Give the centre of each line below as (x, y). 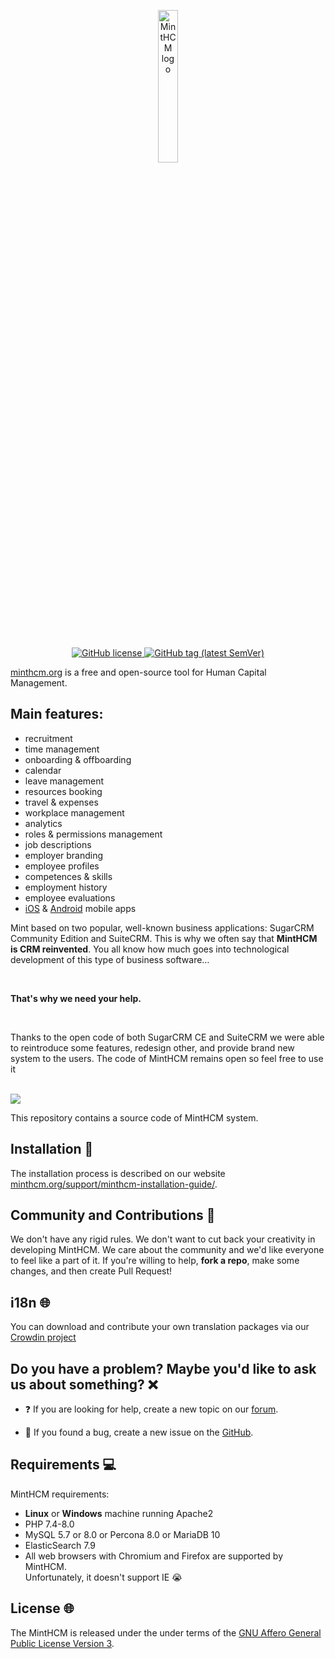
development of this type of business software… (110, 959)
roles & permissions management (93, 834)
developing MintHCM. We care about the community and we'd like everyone (167, 1250)
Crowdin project (43, 1337)
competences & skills (68, 876)
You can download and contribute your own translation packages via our (160, 1327)
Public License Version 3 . (62, 1643)
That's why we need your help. (76, 998)
